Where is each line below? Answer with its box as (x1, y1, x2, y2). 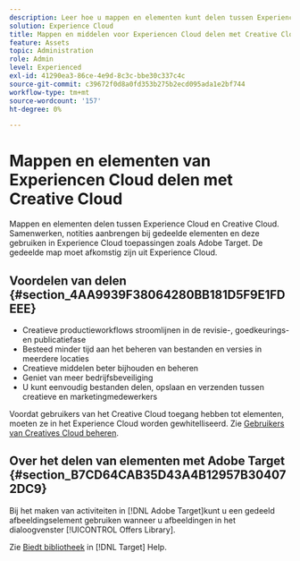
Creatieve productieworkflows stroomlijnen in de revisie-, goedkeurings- (21, 325, 290, 336)
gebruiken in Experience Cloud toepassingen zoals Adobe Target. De (9, 238, 263, 249)
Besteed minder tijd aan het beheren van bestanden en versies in (21, 344, 262, 354)
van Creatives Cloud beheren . (9, 428, 119, 438)
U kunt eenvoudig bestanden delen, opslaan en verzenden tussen (21, 382, 265, 392)
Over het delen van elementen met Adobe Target (9, 454, 286, 469)
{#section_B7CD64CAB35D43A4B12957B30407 (9, 467, 287, 483)
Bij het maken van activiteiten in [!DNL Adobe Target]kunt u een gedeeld (9, 505, 275, 515)
